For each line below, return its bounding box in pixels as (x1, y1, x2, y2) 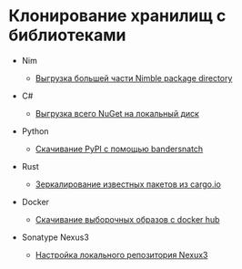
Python (21, 125, 49, 137)
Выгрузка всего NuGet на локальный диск (35, 108, 199, 119)
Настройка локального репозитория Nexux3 (35, 249, 208, 260)
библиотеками (8, 25, 126, 46)
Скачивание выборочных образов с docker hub (35, 213, 220, 224)
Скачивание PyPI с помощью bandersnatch (35, 143, 204, 154)
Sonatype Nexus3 (21, 232, 90, 243)
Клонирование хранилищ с (8, 5, 227, 26)
